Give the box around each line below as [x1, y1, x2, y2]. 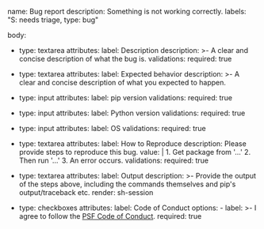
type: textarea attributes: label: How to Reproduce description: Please [18, 139, 247, 148]
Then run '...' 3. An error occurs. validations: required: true [18, 156, 209, 165]
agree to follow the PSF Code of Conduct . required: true [18, 212, 202, 220]
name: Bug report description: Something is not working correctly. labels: [7, 7, 247, 16]
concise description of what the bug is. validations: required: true [18, 54, 232, 63]
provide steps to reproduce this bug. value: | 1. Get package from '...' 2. [18, 148, 251, 156]
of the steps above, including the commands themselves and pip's [18, 179, 236, 189]
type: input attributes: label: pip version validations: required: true [18, 93, 233, 102]
